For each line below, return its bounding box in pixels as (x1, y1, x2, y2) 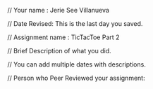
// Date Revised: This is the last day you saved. (7, 20, 143, 27)
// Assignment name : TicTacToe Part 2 (7, 33, 120, 41)
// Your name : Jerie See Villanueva (7, 6, 109, 14)
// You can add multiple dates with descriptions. (7, 60, 146, 69)
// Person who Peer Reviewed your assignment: (7, 74, 146, 82)
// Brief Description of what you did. (7, 47, 111, 55)
